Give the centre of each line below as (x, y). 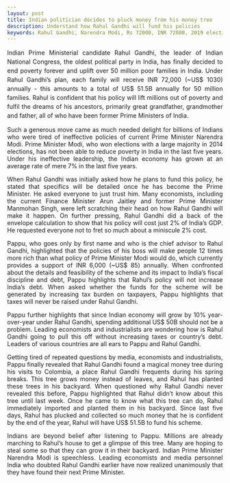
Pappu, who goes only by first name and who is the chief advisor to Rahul (115, 244)
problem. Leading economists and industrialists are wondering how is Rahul (115, 330)
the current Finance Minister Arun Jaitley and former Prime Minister (115, 201)
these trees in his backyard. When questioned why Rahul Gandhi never (115, 387)
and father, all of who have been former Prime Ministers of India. (98, 116)
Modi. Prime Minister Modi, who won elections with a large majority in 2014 (115, 144)
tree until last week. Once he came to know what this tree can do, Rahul (115, 401)
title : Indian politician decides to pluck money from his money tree (110, 20)
